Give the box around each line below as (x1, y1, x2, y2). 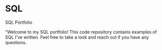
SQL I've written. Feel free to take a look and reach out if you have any (5, 34, 149, 40)
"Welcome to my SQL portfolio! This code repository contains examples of (5, 29, 158, 35)
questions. (5, 39, 27, 45)
